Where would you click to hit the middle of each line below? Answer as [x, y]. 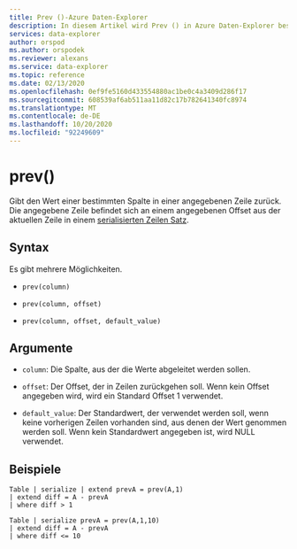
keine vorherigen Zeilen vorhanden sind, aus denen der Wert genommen [154, 422]
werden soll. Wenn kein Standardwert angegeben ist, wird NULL [138, 432]
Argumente [41, 348]
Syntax [29, 247]
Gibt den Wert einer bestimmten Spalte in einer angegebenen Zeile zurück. [145, 201]
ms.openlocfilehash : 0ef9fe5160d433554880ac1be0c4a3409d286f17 [128, 91]
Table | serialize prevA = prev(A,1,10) [85, 521]
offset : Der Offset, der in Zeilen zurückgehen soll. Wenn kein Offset [145, 387]
